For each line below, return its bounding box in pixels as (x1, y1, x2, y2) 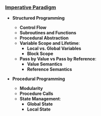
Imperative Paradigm (5, 4, 56, 11)
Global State (27, 101, 53, 107)
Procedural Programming (12, 76, 66, 82)
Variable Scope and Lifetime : (19, 40, 80, 46)
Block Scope (27, 51, 53, 57)
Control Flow (19, 25, 47, 30)
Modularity (19, 86, 43, 91)
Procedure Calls (19, 90, 53, 97)
